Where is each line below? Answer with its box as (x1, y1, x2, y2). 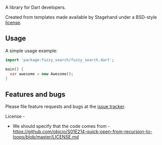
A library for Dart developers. (5, 5, 66, 10)
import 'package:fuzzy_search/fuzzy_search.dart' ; (5, 57, 114, 62)
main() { (5, 66, 24, 71)
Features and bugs (5, 90, 66, 98)
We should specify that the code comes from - (12, 123, 110, 129)
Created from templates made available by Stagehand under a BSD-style (5, 14, 157, 20)
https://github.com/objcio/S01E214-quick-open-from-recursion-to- (12, 129, 153, 135)
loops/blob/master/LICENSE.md (12, 134, 79, 140)
